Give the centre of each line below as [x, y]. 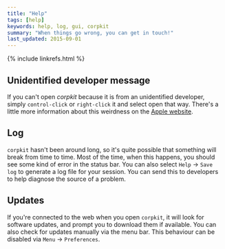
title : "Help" [28, 13]
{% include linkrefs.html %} [46, 58]
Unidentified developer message [79, 80]
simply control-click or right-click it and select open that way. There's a [113, 104]
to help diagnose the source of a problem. [66, 179]
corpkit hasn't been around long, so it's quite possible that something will [112, 149]
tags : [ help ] [26, 20]
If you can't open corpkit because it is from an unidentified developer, [106, 96]
